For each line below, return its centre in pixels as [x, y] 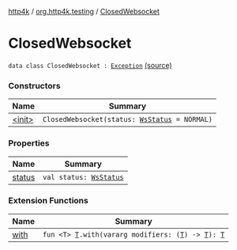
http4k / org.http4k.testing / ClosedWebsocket [84, 11]
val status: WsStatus [83, 177]
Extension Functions [48, 201]
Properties [29, 143]
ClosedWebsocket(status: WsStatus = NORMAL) [128, 119]
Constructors [34, 85]
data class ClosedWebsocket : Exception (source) [90, 65]
